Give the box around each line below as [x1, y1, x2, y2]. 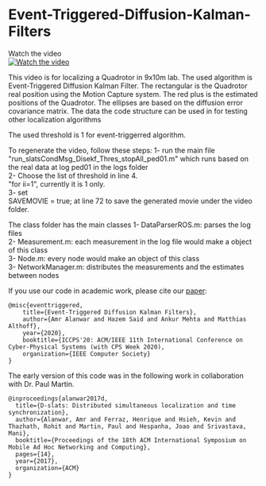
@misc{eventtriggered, [8, 301, 83, 309]
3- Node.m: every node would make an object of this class [8, 253, 200, 263]
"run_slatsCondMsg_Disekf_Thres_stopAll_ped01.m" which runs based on [8, 153, 249, 164]
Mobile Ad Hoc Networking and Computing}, [8, 443, 151, 451]
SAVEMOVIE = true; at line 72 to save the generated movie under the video [8, 196, 253, 206]
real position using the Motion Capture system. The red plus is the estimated [8, 89, 258, 98]
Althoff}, [8, 322, 41, 330]
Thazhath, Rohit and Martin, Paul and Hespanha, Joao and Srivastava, [8, 422, 247, 430]
